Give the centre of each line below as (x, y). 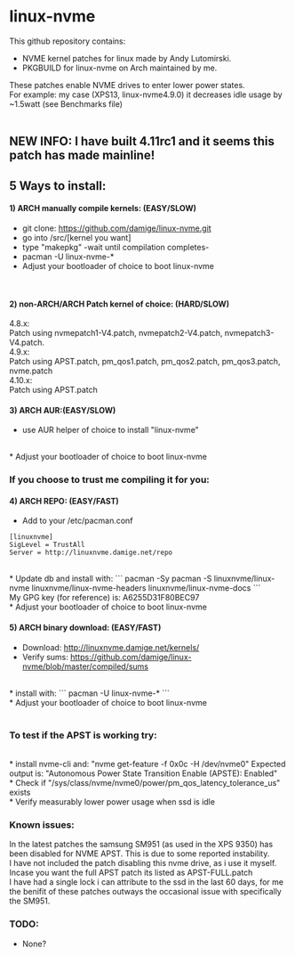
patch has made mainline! (82, 155)
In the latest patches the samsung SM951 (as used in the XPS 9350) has (141, 845)
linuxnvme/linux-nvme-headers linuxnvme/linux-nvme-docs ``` (146, 588)
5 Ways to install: (58, 186)
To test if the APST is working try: (83, 735)
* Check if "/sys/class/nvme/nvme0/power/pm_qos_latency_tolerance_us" (145, 782)
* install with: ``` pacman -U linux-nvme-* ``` (90, 693)
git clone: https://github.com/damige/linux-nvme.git (116, 228)
